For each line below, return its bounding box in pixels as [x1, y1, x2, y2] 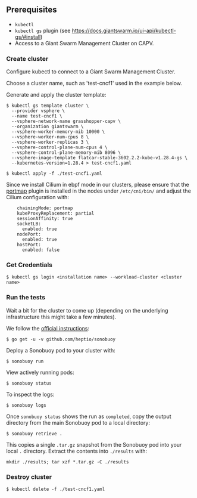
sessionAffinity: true [17, 216, 73, 222]
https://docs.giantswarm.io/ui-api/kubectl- [71, 27, 177, 34]
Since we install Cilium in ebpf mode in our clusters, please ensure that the [6, 181, 189, 188]
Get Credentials [6, 261, 52, 269]
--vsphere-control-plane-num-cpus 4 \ [11, 144, 108, 151]
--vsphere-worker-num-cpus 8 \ [11, 134, 89, 140]
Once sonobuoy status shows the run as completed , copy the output [6, 413, 171, 420]
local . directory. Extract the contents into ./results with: [6, 447, 148, 454]
